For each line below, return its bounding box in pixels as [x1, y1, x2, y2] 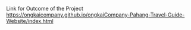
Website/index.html [6, 18, 54, 24]
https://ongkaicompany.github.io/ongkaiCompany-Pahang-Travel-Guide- [6, 11, 185, 18]
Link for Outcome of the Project [6, 5, 83, 12]
